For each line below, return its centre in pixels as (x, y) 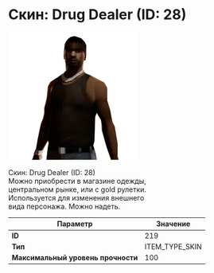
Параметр (75, 224)
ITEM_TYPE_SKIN (173, 246)
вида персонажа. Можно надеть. (64, 206)
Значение (173, 224)
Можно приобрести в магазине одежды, (77, 181)
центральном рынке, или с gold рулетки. (78, 189)
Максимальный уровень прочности (75, 258)
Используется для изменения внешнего (76, 197)
